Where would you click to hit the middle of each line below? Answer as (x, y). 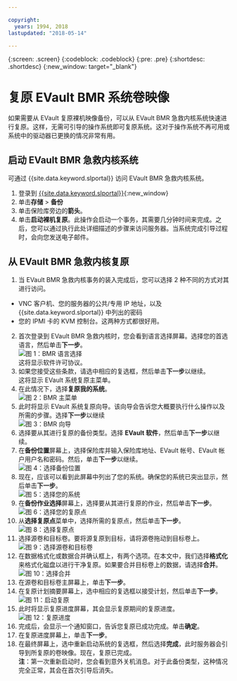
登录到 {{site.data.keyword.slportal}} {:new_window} (93, 193)
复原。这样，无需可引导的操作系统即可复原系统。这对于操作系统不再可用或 (122, 127)
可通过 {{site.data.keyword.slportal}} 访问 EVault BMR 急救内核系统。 (108, 178)
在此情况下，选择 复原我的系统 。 (64, 388)
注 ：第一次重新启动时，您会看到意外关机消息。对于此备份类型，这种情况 (123, 661)
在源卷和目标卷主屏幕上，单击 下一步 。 (73, 582)
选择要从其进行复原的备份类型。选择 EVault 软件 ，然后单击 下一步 (113, 433)
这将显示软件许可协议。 (52, 362)
